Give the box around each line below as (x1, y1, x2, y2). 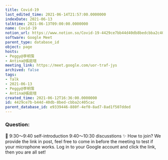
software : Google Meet (5, 35, 52, 40)
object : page (5, 44, 32, 49)
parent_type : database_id (5, 40, 59, 45)
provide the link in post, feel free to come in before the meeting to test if (5, 139, 153, 145)
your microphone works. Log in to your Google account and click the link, (5, 144, 156, 150)
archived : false (5, 68, 39, 73)
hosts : (5, 49, 19, 54)
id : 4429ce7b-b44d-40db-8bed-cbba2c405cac (5, 100, 95, 105)
